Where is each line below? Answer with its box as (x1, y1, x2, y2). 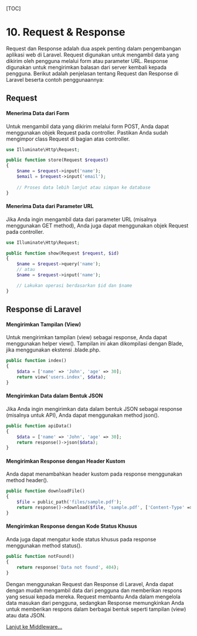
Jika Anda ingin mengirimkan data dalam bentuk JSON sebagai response (6, 405, 183, 412)
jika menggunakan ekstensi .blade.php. (6, 346, 101, 353)
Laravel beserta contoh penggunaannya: (6, 76, 104, 83)
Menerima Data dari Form (6, 109, 69, 116)
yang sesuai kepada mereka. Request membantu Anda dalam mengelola (6, 593, 181, 600)
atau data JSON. (6, 611, 46, 619)
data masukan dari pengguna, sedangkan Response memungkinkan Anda (6, 599, 185, 606)
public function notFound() (6, 554, 75, 560)
